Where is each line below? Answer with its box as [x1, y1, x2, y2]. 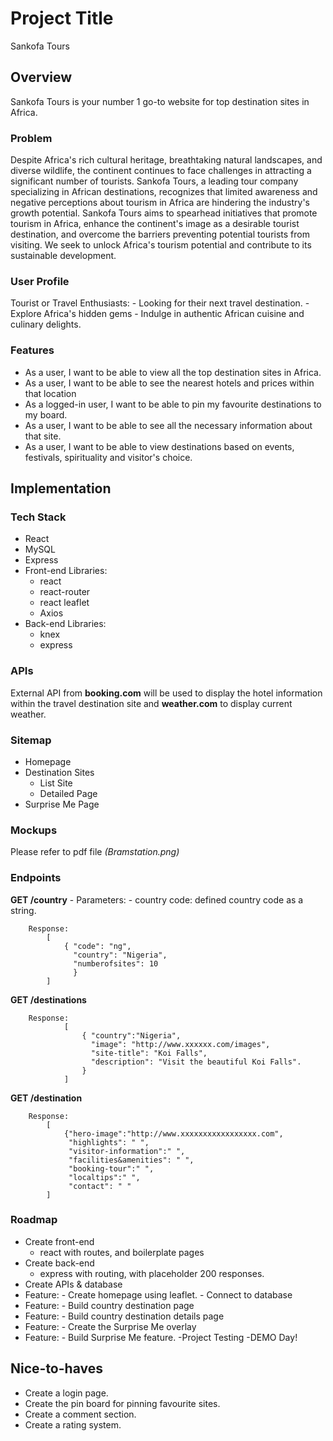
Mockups [10, 823, 58, 837]
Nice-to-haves [10, 1360, 103, 1377]
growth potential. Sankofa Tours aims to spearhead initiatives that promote [10, 207, 318, 219]
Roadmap [10, 1213, 58, 1227]
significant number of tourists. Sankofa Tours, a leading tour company [10, 175, 299, 187]
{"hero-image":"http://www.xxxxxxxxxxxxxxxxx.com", [63, 1128, 284, 1139]
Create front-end [24, 1235, 95, 1247]
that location [24, 387, 77, 399]
